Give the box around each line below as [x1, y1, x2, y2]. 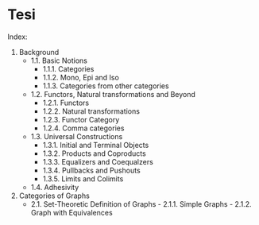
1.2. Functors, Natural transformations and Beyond [30, 89, 196, 99]
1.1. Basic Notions [30, 56, 88, 65]
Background [18, 47, 60, 56]
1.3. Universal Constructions [30, 131, 123, 141]
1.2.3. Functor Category [42, 114, 120, 124]
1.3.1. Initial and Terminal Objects [42, 140, 149, 149]
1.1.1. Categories [42, 64, 95, 73]
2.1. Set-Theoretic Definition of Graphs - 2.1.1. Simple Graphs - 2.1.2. [30, 199, 252, 208]
